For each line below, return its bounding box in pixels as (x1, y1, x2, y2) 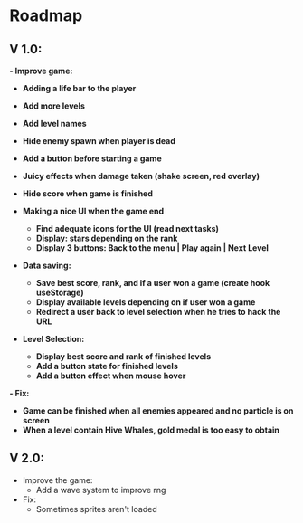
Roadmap (9, 5, 83, 26)
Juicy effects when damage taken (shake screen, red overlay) (22, 171, 260, 181)
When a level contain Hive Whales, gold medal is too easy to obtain (22, 424, 280, 435)
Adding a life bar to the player (22, 83, 137, 93)
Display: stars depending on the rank (35, 233, 178, 243)
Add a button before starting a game (22, 153, 162, 164)
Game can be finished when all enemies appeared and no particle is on (22, 405, 294, 416)
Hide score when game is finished (22, 188, 154, 199)
